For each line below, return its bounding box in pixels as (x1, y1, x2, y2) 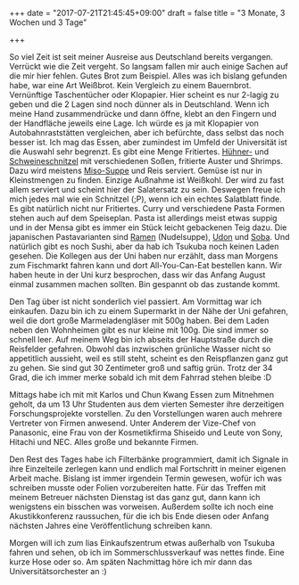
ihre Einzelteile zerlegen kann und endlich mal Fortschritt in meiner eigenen (9, 464, 287, 474)
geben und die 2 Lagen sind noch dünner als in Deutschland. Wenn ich (9, 99, 270, 110)
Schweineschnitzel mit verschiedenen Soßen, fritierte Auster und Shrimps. (9, 156, 284, 166)
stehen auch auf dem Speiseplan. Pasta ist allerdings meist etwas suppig (9, 213, 278, 223)
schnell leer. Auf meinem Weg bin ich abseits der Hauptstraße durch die (9, 334, 274, 344)
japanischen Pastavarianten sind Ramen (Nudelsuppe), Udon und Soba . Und (9, 232, 290, 242)
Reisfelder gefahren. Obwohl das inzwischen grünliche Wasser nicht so (9, 343, 271, 354)
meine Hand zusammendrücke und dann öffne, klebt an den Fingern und (9, 109, 277, 119)
